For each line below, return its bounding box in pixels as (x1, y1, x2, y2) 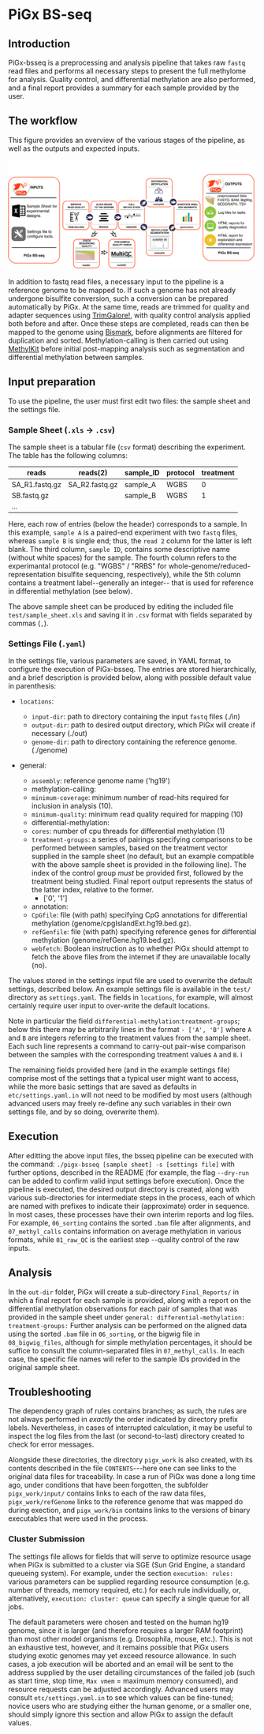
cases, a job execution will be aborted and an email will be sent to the (8, 1659, 234, 1668)
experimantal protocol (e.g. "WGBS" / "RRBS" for (8, 561, 167, 570)
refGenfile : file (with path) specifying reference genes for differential (31, 926, 258, 936)
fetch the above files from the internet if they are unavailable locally (31, 951, 251, 961)
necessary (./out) (31, 728, 88, 738)
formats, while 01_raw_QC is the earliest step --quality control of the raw (8, 1234, 240, 1244)
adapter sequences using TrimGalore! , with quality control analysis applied (8, 310, 251, 320)
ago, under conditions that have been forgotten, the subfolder (8, 1481, 209, 1490)
